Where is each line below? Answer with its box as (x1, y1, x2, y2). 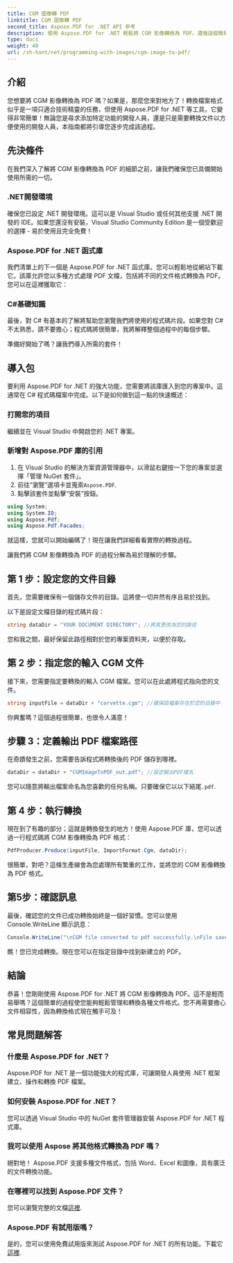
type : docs (7, 36, 39, 43)
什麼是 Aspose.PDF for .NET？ (7, 1052, 110, 1061)
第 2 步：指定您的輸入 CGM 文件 (7, 657, 144, 669)
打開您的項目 (7, 410, 51, 419)
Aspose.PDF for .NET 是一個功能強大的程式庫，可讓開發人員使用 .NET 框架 (7, 1069, 221, 1077)
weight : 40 (7, 42, 39, 49)
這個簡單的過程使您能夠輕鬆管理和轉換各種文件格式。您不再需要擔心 (31, 998, 226, 1006)
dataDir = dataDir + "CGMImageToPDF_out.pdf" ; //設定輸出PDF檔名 (7, 769, 194, 776)
